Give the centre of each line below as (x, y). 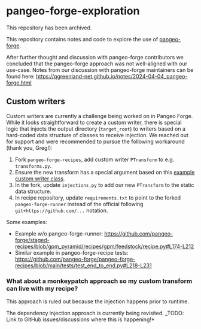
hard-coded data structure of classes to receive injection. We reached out (97, 135)
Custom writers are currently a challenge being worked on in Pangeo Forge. (100, 116)
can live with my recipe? (42, 288)
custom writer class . (40, 179)
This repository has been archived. (49, 28)
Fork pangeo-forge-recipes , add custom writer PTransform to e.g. (95, 159)
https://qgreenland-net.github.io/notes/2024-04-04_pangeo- (112, 76)
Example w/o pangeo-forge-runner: (59, 233)
